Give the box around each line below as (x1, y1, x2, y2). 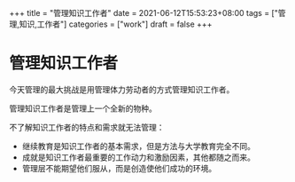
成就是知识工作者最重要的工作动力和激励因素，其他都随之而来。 (21, 152, 255, 162)
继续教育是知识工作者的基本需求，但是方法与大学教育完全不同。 (21, 140, 255, 151)
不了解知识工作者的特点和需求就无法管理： (9, 122, 165, 132)
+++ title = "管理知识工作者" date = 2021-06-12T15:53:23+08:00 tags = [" (9, 8, 279, 18)
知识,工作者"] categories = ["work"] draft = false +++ (19, 19, 213, 29)
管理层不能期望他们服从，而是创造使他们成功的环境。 (21, 162, 217, 173)
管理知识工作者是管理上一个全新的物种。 (9, 103, 157, 114)
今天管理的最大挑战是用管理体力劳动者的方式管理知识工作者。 (9, 83, 235, 95)
